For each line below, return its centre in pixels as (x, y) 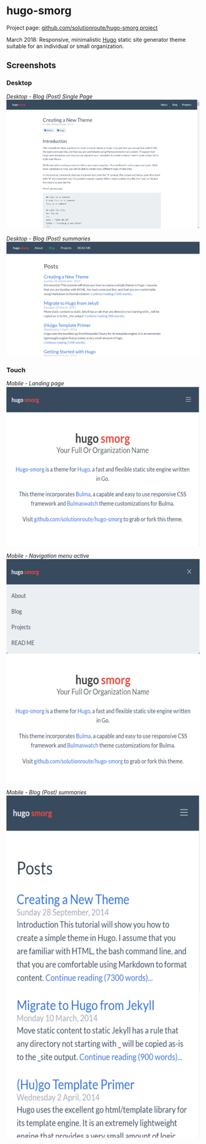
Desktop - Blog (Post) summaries (48, 238)
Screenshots (31, 65)
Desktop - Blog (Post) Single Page (50, 96)
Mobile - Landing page (35, 383)
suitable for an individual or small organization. (65, 46)
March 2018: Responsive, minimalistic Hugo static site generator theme (96, 39)
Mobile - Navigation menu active (48, 555)
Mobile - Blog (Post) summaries (47, 792)
